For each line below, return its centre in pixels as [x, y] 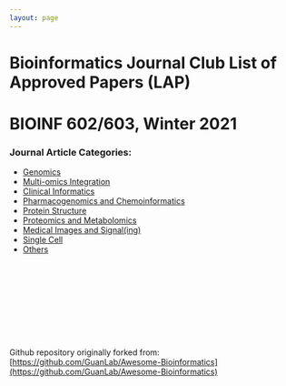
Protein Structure [54, 211]
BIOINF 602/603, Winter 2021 [123, 124]
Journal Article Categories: [70, 152]
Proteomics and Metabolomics [79, 220]
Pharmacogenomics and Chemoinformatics [104, 201]
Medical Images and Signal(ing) [82, 230]
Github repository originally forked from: [85, 352]
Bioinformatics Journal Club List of [143, 62]
